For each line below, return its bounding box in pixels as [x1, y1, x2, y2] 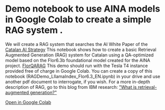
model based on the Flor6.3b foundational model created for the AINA [5, 57, 150, 63]
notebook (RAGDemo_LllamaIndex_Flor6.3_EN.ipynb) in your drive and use [5, 73, 160, 79]
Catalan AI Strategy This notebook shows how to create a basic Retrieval [5, 46, 156, 52]
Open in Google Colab [5, 99, 51, 105]
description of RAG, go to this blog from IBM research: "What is [5, 84, 137, 90]
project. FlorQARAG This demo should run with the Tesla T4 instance [5, 63, 148, 69]
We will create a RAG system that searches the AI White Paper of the [5, 41, 148, 47]
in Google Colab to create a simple [5, 14, 151, 25]
